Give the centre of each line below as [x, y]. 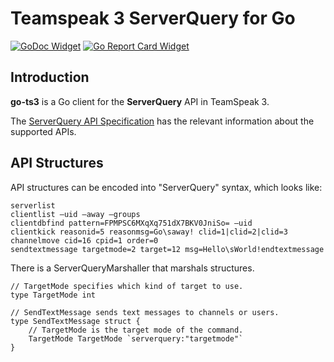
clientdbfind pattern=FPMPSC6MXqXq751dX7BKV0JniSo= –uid [131, 223]
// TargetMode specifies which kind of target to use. [127, 286]
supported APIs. [43, 131]
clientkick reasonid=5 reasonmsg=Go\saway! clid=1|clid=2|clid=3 [149, 232]
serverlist [33, 205]
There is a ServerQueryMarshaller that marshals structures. [132, 268]
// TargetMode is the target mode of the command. [136, 330]
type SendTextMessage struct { [75, 321]
